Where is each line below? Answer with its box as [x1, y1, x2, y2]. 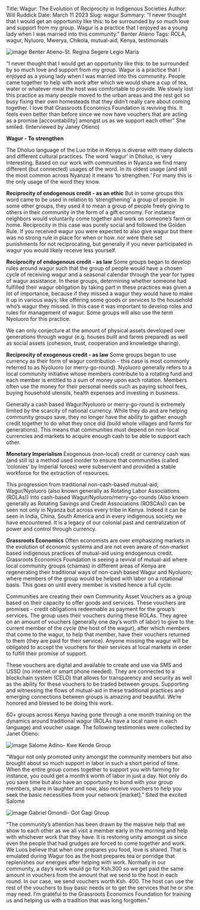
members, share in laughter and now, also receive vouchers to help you [6, 785, 182, 792]
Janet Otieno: [6, 730, 40, 737]
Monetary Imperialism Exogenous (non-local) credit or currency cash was [6, 451, 190, 457]
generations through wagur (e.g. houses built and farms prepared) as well [6, 334, 188, 340]
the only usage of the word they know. [6, 178, 100, 185]
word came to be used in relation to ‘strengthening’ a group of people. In [6, 196, 184, 203]
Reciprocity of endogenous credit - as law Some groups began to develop [6, 258, 191, 265]
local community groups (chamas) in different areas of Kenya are [6, 562, 166, 569]
